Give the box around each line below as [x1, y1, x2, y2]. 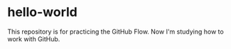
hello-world [7, 4, 78, 20]
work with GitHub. [7, 34, 60, 43]
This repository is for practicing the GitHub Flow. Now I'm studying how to [7, 27, 224, 36]
